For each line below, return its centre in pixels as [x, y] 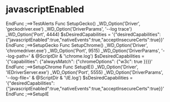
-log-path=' [18, 56]
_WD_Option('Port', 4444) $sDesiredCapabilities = [58, 34]
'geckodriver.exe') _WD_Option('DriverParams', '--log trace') [69, 29]
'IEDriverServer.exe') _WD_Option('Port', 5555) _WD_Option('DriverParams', [84, 72]
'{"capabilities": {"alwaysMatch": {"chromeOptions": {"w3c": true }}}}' [79, 61]
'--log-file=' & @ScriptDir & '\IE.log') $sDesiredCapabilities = [69, 78]
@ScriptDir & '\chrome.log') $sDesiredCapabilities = [90, 56]
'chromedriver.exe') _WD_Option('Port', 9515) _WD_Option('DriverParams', [83, 50]
